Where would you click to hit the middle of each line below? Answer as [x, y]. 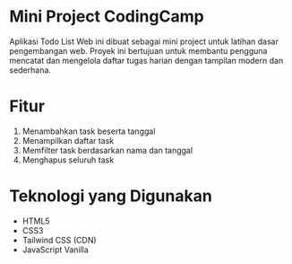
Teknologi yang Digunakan [111, 196]
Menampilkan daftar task [68, 140]
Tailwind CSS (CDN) [59, 240]
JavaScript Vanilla [56, 250]
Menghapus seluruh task [68, 160]
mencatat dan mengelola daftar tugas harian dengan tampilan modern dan [146, 60]
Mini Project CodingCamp [107, 17]
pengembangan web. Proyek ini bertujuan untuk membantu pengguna [138, 50]
